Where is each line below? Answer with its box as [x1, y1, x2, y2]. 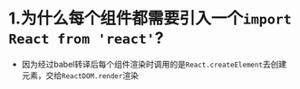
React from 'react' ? [8, 28, 164, 49]
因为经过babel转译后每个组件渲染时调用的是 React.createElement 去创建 [21, 58, 287, 69]
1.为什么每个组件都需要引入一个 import [8, 8, 292, 29]
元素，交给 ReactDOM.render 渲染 [21, 69, 140, 81]
